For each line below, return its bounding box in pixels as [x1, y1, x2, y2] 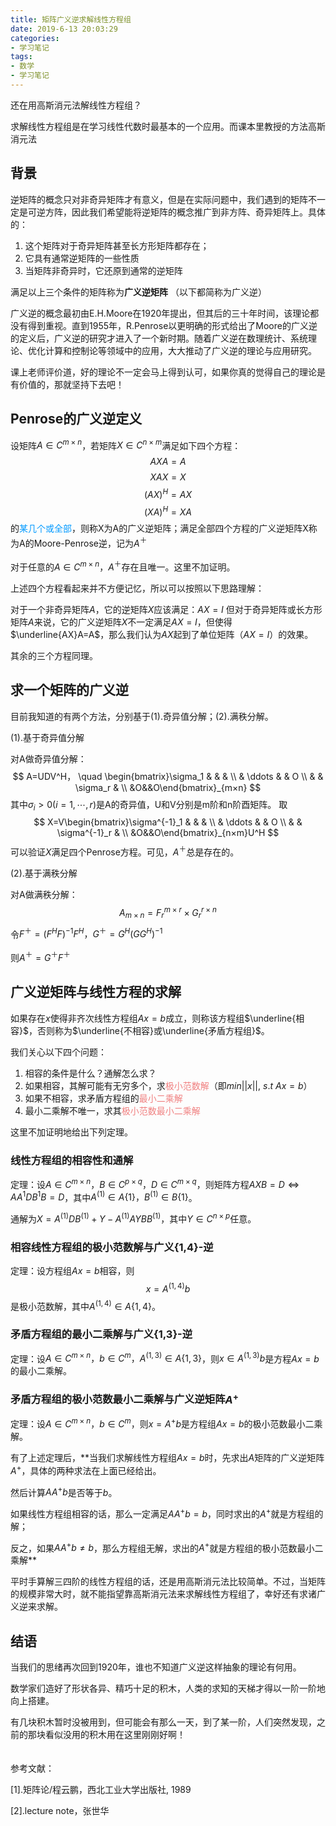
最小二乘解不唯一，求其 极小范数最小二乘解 [24, 1104, 201, 1116]
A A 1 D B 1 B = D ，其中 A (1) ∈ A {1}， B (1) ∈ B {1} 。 [10, 1189, 198, 1203]
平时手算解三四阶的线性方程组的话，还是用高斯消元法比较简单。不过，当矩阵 [10, 1576, 326, 1588]
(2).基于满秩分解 [10, 867, 78, 880]
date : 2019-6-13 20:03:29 [10, 24, 118, 34]
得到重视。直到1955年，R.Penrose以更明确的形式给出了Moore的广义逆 [27, 319, 318, 331]
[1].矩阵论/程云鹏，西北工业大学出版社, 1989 [10, 1784, 192, 1796]
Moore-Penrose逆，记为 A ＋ [33, 536, 148, 550]
